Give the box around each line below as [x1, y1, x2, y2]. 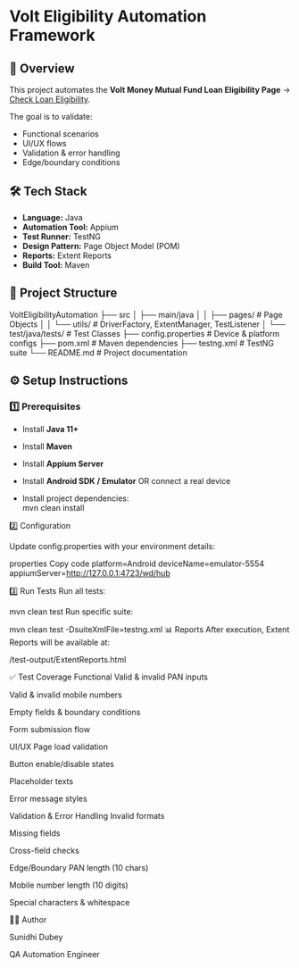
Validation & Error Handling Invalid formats [9, 811, 165, 822]
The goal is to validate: [9, 112, 93, 121]
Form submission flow [9, 724, 91, 735]
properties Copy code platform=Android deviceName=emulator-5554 [9, 558, 265, 569]
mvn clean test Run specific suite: [9, 606, 134, 617]
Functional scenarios [21, 129, 100, 139]
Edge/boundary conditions [21, 157, 120, 167]
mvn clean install [21, 503, 85, 513]
